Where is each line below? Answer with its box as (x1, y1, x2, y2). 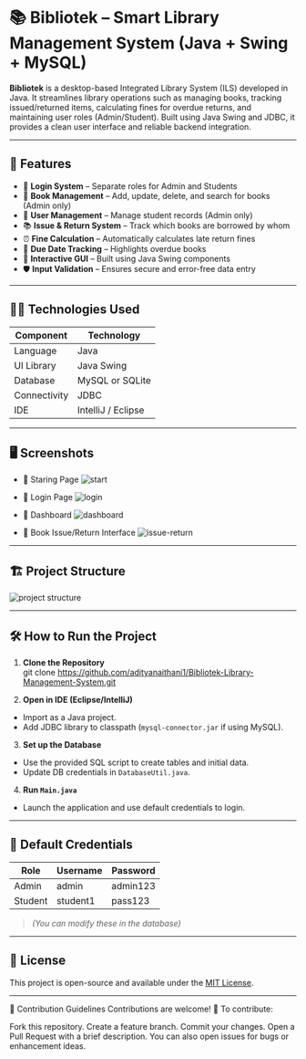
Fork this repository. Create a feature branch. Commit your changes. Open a (9, 1021, 295, 1032)
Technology (87, 329, 141, 341)
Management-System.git (22, 676, 117, 687)
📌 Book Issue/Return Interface (22, 527, 137, 539)
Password (111, 864, 157, 876)
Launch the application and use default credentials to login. (22, 802, 246, 813)
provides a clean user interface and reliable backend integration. (9, 121, 252, 132)
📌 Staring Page (22, 474, 79, 485)
